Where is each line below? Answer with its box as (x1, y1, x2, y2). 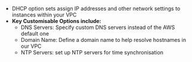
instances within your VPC (11, 11, 77, 18)
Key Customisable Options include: (11, 18, 101, 24)
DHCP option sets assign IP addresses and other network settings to (11, 5, 181, 12)
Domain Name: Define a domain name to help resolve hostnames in (20, 37, 187, 43)
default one (20, 30, 49, 37)
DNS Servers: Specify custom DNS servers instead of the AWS (20, 24, 175, 31)
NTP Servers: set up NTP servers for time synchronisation (20, 49, 164, 56)
